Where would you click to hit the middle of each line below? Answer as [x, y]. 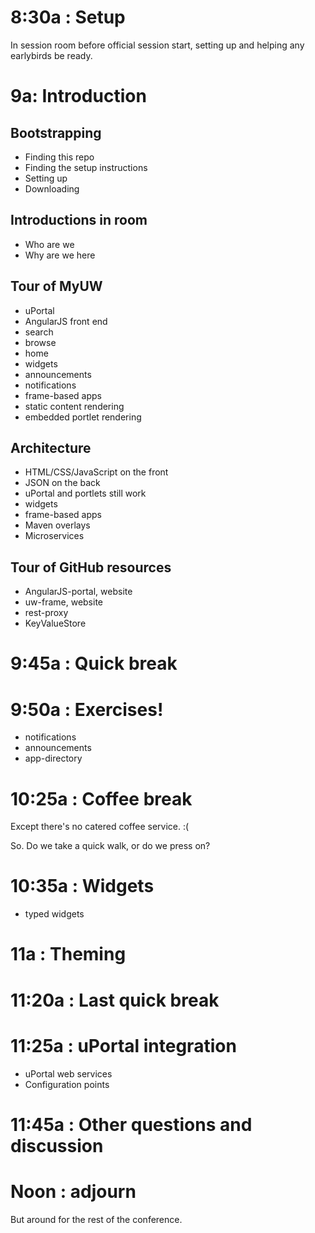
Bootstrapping [56, 132]
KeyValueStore [55, 623]
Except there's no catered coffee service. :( [100, 827]
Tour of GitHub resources [91, 567]
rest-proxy [46, 613]
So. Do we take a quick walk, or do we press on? [110, 846]
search [39, 332]
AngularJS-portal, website [78, 592]
